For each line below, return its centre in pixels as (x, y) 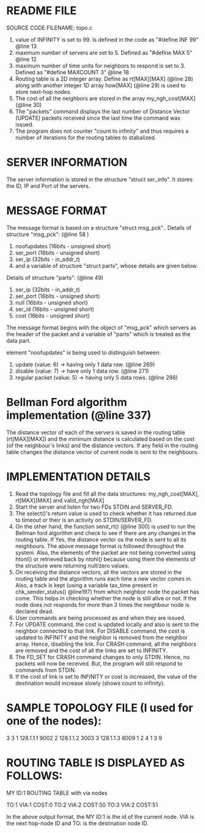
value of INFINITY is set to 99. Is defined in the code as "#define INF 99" (107, 39)
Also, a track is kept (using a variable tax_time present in (86, 585)
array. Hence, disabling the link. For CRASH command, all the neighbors (106, 644)
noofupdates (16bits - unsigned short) (63, 246)
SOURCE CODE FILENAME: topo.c (50, 28)
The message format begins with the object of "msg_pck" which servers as (102, 327)
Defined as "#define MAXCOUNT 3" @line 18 (72, 72)
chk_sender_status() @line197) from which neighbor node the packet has (107, 592)
